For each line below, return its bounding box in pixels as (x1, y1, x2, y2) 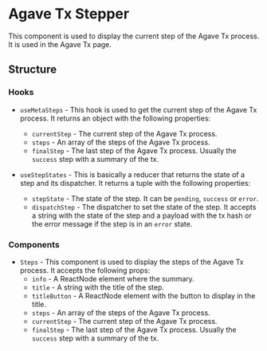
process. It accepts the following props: (19, 265, 151, 275)
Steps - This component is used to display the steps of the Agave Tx (19, 257, 245, 266)
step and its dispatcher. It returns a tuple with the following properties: (19, 178, 251, 187)
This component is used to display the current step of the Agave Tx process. (8, 31, 260, 41)
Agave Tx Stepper (8, 5, 130, 23)
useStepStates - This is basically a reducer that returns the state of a (19, 169, 245, 179)
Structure (8, 63, 57, 77)
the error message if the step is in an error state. (31, 219, 193, 228)
